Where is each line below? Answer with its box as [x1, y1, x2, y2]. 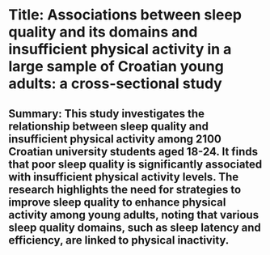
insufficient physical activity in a [8, 40, 232, 58]
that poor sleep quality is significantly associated [8, 157, 263, 171]
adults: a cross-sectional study [8, 74, 222, 93]
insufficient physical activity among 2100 [8, 132, 222, 146]
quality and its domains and [8, 23, 198, 41]
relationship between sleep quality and [8, 119, 209, 133]
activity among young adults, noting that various [8, 208, 259, 222]
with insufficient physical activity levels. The [8, 170, 239, 184]
